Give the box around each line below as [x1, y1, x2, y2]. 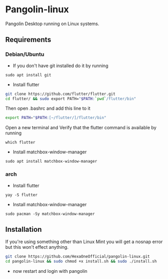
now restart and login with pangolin [12, 268, 88, 274]
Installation [5, 225, 42, 234]
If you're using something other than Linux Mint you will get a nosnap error [5, 238, 163, 245]
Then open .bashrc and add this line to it [5, 105, 91, 111]
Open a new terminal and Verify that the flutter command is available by [5, 125, 157, 131]
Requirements [5, 35, 51, 44]
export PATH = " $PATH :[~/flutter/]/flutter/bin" [5, 115, 107, 121]
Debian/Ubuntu [5, 51, 45, 58]
